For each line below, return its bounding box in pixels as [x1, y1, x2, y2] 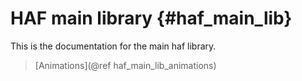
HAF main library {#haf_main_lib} [10, 7, 293, 30]
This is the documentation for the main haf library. [10, 40, 217, 52]
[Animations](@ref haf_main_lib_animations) [34, 59, 217, 71]
